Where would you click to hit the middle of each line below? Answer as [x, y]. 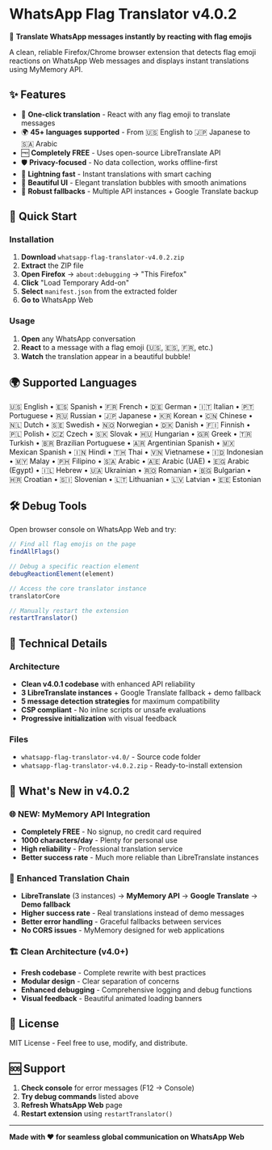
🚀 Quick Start [43, 216]
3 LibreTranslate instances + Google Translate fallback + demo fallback [141, 693]
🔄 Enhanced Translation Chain [69, 878]
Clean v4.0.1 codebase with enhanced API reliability [108, 684]
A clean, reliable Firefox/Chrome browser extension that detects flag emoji [133, 52]
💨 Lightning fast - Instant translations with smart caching [116, 174]
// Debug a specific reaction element [74, 567]
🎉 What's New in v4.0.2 [69, 791]
